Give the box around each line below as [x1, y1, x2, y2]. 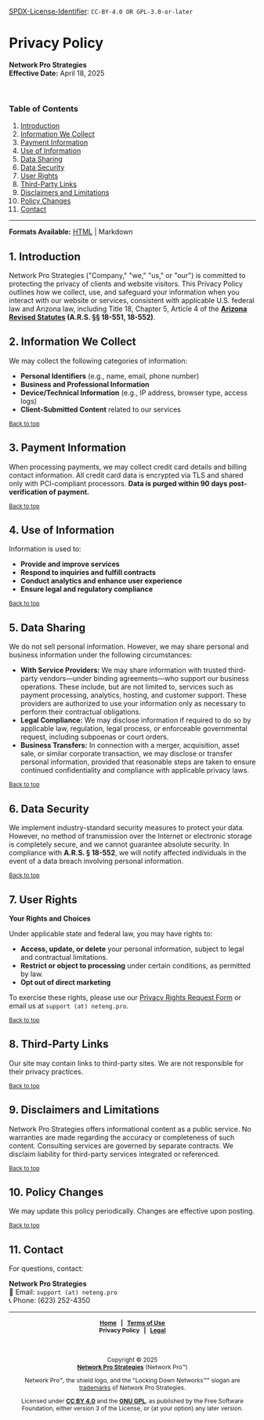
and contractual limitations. [20, 952, 108, 961]
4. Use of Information [9, 524, 114, 537]
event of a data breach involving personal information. [9, 856, 183, 866]
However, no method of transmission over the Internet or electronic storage [9, 832, 253, 841]
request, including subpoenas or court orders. [20, 732, 169, 741]
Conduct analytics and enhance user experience [20, 576, 183, 586]
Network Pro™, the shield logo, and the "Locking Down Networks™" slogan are [24, 1376, 240, 1385]
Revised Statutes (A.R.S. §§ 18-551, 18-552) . [9, 313, 156, 322]
